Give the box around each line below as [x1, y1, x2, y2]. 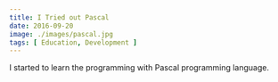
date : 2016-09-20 [9, 21, 74, 30]
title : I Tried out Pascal [9, 12, 110, 22]
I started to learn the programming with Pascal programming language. [9, 62, 270, 73]
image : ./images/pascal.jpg [9, 29, 114, 38]
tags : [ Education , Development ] [9, 37, 138, 47]
